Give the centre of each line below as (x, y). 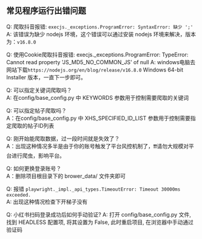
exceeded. (19, 195)
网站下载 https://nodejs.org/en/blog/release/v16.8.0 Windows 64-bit (95, 70)
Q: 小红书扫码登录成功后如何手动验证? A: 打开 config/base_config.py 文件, (99, 214)
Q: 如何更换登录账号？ (34, 168)
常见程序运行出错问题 (46, 11)
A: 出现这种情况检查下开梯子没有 (47, 201)
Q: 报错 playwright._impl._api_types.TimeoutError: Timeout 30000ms (93, 189)
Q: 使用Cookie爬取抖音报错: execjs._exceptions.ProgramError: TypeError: (97, 54)
